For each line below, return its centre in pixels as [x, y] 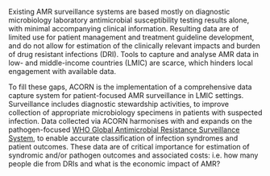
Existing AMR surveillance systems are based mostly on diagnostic [119, 12]
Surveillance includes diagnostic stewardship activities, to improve [119, 104]
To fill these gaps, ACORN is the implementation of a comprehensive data [130, 87]
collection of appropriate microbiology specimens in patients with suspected [135, 113]
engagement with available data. [62, 71]
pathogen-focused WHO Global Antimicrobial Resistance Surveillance [124, 129]
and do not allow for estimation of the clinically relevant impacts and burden [134, 46]
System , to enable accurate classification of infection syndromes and [123, 138]
